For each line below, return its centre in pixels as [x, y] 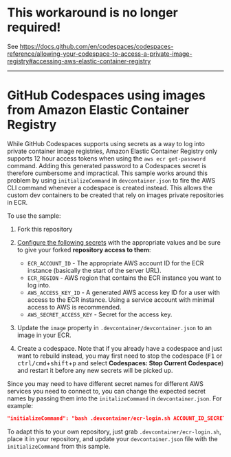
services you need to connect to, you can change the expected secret [107, 391]
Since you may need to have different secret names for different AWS [106, 383]
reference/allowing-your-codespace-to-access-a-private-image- [100, 54]
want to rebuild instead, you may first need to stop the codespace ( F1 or [120, 356]
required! [34, 27]
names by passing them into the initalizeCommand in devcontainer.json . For [114, 398]
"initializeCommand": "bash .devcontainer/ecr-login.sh [89, 418]
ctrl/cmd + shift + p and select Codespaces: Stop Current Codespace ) [120, 363]
